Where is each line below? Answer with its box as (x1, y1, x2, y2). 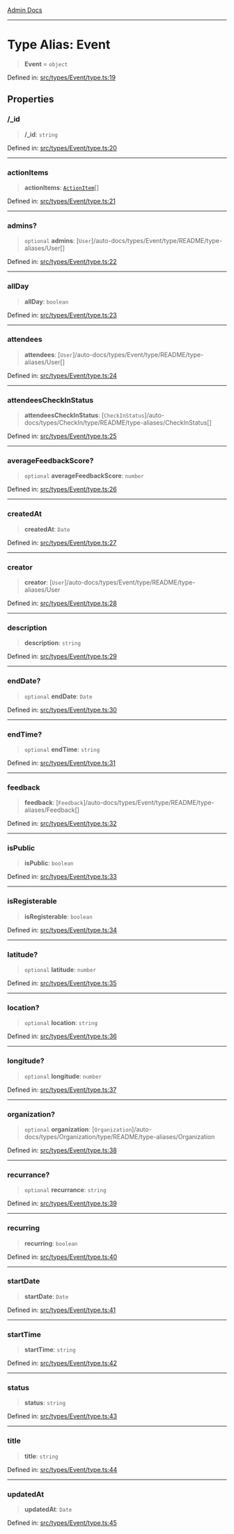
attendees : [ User (24, 350, 73, 359)
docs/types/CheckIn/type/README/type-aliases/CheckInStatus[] (24, 418, 212, 427)
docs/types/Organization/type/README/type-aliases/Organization (24, 1132, 215, 1141)
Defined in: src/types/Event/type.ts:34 (7, 925, 117, 934)
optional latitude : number (24, 966, 96, 974)
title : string (24, 1452, 58, 1460)
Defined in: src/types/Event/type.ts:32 (7, 820, 117, 828)
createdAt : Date (24, 525, 70, 533)
